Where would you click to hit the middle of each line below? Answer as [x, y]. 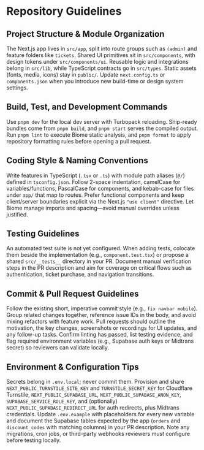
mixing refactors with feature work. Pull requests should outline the [91, 322]
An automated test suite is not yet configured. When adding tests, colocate [101, 248]
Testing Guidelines [43, 234]
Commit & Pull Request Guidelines [73, 293]
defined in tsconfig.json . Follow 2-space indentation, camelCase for [93, 181]
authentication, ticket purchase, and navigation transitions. [80, 275]
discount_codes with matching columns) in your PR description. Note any [98, 427]
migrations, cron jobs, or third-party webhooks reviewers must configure [98, 434]
